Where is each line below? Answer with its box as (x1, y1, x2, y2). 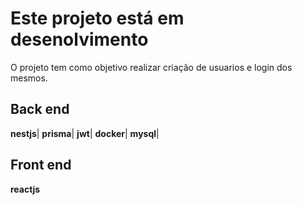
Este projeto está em (10, 7, 185, 30)
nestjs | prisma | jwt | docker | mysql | (10, 127, 160, 139)
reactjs (10, 183, 41, 195)
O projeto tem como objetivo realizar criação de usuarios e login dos (10, 61, 293, 73)
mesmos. (10, 72, 48, 84)
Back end (10, 101, 70, 118)
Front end (10, 157, 72, 174)
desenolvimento (10, 28, 149, 51)
